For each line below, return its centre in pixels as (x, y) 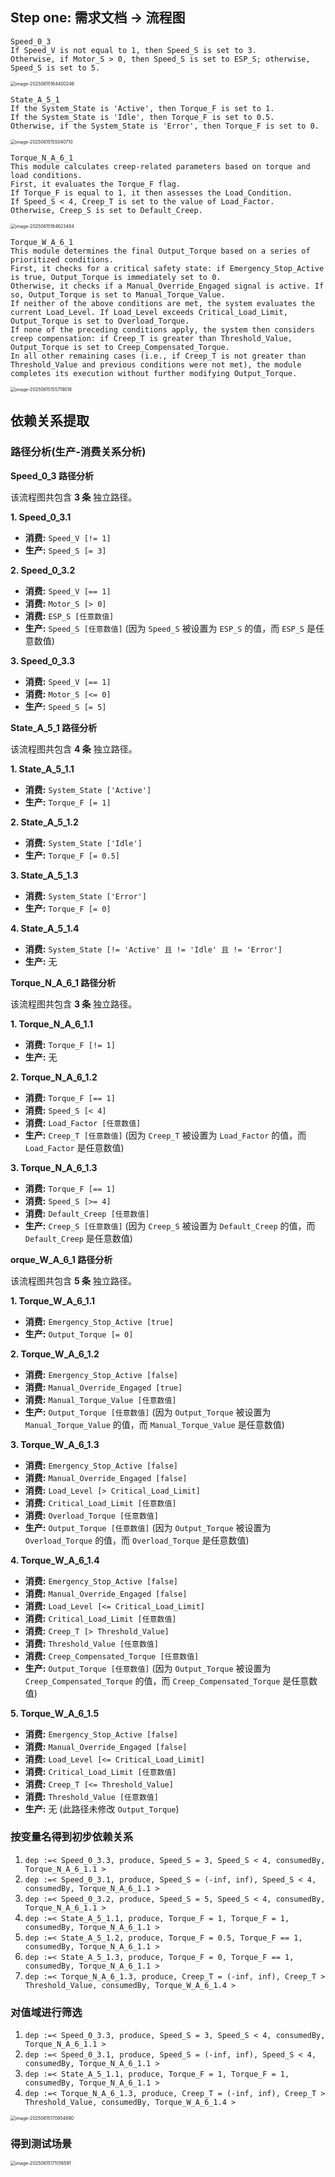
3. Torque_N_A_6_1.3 (54, 1167)
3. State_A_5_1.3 (44, 875)
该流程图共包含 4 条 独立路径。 (74, 749)
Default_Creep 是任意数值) (78, 1238)
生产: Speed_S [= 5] (65, 706)
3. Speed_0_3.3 (43, 660)
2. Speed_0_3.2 (43, 570)
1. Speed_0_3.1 (41, 517)
